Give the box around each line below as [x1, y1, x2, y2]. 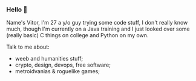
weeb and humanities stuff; [15, 55, 83, 62]
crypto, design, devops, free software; [15, 61, 111, 68]
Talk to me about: [6, 43, 50, 50]
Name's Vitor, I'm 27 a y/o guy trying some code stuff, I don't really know [6, 19, 188, 26]
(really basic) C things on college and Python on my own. [6, 32, 149, 39]
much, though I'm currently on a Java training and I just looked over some [6, 25, 191, 32]
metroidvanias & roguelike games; [15, 68, 100, 75]
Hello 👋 [6, 5, 28, 14]
